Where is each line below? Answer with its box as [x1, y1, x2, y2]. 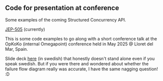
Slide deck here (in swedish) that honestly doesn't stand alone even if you [5, 56, 155, 61]
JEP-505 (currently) [5, 26, 45, 32]
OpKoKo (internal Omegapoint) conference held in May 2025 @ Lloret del [5, 41, 154, 47]
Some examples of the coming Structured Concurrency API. [5, 17, 126, 22]
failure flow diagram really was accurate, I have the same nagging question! [5, 66, 158, 72]
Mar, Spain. [5, 46, 28, 52]
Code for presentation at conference [5, 4, 119, 12]
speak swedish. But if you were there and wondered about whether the [5, 61, 149, 66]
